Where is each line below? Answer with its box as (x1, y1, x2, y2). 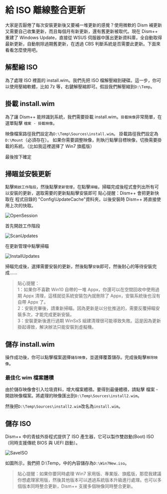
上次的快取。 (9, 203, 36, 209)
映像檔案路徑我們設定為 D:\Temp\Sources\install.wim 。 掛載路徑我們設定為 (5, 130, 159, 136)
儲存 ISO (5, 419, 31, 428)
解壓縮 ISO (5, 63, 38, 71)
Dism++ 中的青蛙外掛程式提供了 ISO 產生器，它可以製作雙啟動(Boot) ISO (5, 434, 155, 440)
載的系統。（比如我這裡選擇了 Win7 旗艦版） (5, 143, 95, 149)
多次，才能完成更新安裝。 (21, 312, 75, 318)
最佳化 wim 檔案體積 (5, 374, 54, 381)
